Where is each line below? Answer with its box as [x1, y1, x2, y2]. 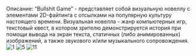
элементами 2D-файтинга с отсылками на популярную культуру [6, 11, 172, 19]
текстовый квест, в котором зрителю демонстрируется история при [6, 24, 182, 31]
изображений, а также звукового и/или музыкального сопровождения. [6, 37, 189, 44]
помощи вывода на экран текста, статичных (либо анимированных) [6, 31, 181, 38]
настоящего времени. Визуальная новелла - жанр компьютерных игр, [6, 18, 187, 25]
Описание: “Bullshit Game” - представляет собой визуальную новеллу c [6, 5, 191, 12]
